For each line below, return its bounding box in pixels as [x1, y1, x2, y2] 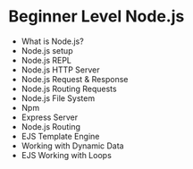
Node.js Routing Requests [21, 83, 117, 94]
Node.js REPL [21, 55, 72, 65]
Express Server [21, 112, 79, 123]
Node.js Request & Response [21, 73, 129, 84]
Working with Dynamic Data [21, 140, 124, 151]
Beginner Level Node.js [8, 6, 185, 27]
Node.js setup [21, 45, 73, 55]
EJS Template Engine [21, 131, 100, 141]
